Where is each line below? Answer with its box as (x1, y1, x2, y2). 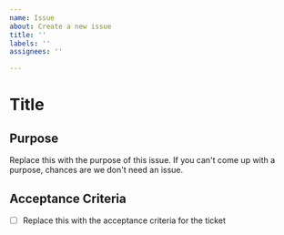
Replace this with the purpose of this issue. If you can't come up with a (9, 155, 276, 166)
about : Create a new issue (9, 22, 112, 31)
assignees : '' (9, 47, 64, 56)
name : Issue (9, 13, 55, 23)
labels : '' (9, 38, 51, 48)
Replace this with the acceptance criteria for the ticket (22, 215, 226, 226)
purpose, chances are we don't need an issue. (9, 165, 184, 176)
